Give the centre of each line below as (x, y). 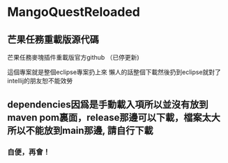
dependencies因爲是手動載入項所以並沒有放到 (108, 105)
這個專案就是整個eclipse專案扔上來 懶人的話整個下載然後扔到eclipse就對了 (114, 72)
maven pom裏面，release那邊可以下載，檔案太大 (114, 118)
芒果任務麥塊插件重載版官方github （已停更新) (73, 57)
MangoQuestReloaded (74, 12)
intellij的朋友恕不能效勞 (40, 81)
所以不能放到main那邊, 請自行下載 (80, 131)
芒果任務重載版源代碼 (53, 39)
